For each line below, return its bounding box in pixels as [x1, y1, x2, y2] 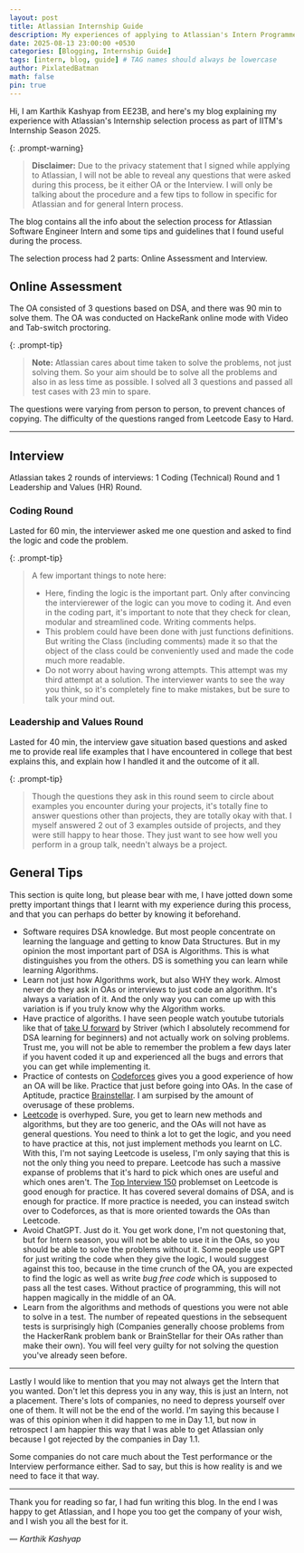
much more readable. [44, 654, 125, 666]
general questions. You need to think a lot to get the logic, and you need [22, 1128, 291, 1139]
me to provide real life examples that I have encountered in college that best [9, 746, 292, 757]
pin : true [9, 81, 47, 90]
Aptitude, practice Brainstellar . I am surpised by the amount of [22, 1089, 254, 1101]
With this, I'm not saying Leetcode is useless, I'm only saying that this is [22, 1147, 290, 1158]
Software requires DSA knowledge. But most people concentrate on [22, 926, 276, 937]
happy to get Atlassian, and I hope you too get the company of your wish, [9, 1506, 283, 1517]
